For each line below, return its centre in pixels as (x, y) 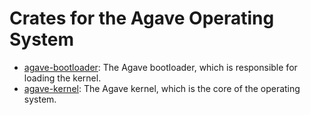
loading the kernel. (62, 78)
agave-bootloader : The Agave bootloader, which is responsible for (160, 67)
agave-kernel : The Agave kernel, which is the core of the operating (162, 88)
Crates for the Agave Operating (142, 18)
